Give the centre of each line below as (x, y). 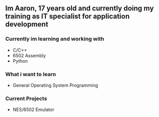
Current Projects (26, 98)
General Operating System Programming (55, 85)
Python (20, 61)
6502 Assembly (29, 55)
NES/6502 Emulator (33, 110)
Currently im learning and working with (55, 39)
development (27, 24)
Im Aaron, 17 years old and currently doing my (79, 8)
